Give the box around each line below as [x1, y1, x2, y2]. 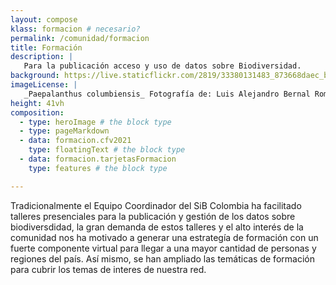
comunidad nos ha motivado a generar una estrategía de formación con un [10, 231, 319, 243]
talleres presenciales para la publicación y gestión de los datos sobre [10, 210, 296, 222]
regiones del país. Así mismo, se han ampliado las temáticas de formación [10, 252, 315, 265]
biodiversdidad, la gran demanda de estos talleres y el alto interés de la [10, 221, 304, 233]
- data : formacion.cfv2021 [19, 136, 132, 146]
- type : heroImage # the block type [19, 117, 172, 127]
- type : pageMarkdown [19, 126, 110, 136]
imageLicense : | [10, 80, 78, 90]
